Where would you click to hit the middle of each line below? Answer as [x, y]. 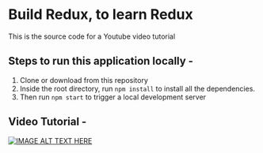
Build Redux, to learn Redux [101, 15]
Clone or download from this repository [84, 80]
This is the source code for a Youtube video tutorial [92, 36]
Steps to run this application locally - [101, 61]
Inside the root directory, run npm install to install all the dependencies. [137, 88]
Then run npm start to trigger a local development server [113, 97]
